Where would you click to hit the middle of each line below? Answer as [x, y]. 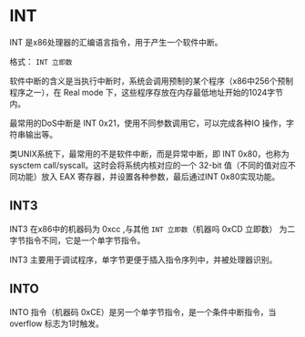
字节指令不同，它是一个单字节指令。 [77, 240]
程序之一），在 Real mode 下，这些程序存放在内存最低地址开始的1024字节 [147, 92]
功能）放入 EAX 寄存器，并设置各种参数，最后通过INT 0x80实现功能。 [148, 176]
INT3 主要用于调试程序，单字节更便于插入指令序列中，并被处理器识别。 [143, 260]
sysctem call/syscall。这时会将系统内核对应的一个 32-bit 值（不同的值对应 [149, 165]
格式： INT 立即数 [41, 61]
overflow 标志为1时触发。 [57, 323]
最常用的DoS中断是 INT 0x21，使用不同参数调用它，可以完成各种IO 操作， [148, 123]
